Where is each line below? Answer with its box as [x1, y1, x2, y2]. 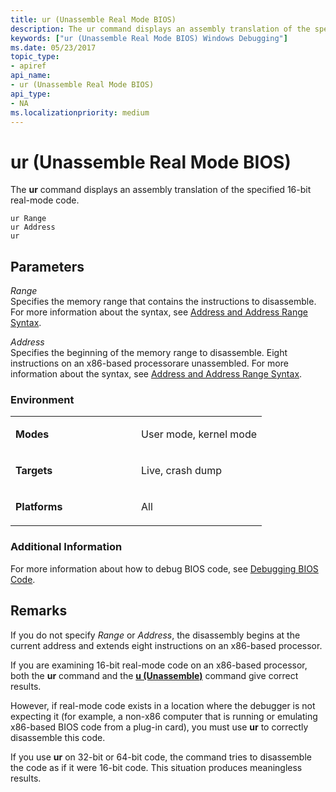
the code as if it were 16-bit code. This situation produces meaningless [10, 761, 303, 773]
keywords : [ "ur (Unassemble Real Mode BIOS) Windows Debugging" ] [10, 33, 288, 43]
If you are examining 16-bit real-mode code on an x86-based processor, [10, 659, 308, 671]
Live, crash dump [141, 464, 222, 478]
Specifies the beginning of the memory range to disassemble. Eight [10, 347, 288, 359]
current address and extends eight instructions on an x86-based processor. [10, 639, 323, 651]
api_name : [10, 71, 52, 81]
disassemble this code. [10, 731, 106, 743]
